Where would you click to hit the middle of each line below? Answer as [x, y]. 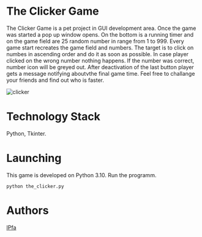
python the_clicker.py [35, 186]
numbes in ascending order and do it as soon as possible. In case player [97, 54]
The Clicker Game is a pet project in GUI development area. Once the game [101, 28]
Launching [34, 159]
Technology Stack [54, 117]
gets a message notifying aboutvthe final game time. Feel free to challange [101, 73]
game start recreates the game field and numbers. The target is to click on [100, 48]
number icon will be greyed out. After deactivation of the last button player [100, 67]
